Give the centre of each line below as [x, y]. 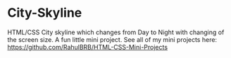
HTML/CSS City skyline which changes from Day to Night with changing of [116, 32]
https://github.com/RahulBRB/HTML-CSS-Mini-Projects [87, 47]
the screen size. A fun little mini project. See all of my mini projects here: [112, 39]
